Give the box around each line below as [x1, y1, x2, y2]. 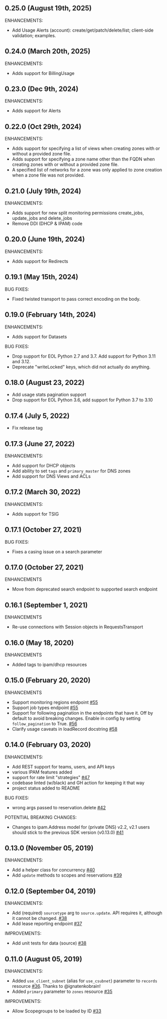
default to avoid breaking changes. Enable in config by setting [12, 715, 141, 721]
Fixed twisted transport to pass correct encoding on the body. [12, 296, 141, 302]
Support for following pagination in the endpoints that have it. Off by [12, 710, 153, 716]
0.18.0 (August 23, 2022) [5, 378, 85, 387]
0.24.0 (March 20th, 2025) [5, 47, 91, 56]
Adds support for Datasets [12, 333, 67, 339]
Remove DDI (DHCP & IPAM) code [12, 221, 82, 227]
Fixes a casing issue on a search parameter [12, 548, 103, 555]
